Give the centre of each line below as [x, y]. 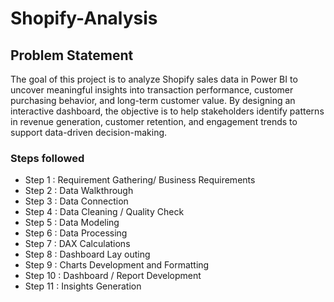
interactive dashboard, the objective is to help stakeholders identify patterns [167, 111]
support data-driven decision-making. [89, 132]
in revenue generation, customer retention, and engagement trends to [154, 121]
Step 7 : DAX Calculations [77, 244]
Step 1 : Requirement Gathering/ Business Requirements [140, 180]
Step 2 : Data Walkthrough [79, 191]
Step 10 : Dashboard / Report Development [113, 276]
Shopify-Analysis [84, 18]
